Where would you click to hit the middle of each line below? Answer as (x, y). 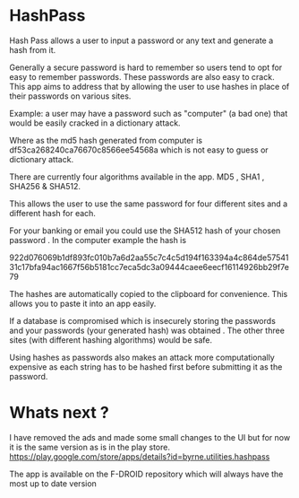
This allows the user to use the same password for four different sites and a (149, 204)
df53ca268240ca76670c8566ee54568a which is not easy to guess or (139, 150)
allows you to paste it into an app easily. (83, 303)
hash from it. (33, 49)
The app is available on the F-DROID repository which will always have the (146, 474)
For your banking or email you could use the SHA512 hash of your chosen (145, 231)
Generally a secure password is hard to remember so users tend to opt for (146, 67)
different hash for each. (53, 213)
